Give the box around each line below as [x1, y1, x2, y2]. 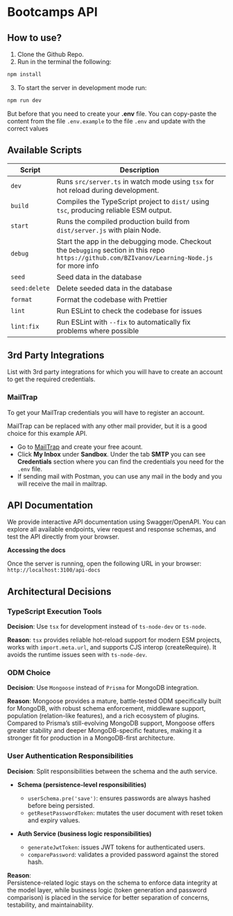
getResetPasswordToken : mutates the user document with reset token [27, 808, 223, 817]
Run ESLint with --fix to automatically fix [56, 317, 191, 327]
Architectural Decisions [7, 586, 112, 597]
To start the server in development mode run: [17, 83, 147, 92]
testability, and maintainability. [7, 900, 94, 909]
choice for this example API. [7, 429, 88, 437]
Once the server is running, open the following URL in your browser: [7, 559, 202, 568]
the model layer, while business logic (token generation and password [7, 885, 207, 894]
